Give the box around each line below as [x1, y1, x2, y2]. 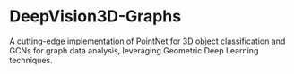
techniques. [9, 54, 53, 65]
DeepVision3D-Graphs [9, 6, 182, 27]
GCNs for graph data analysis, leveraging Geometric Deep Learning [9, 45, 259, 55]
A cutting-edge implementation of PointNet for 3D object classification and [9, 36, 286, 46]
